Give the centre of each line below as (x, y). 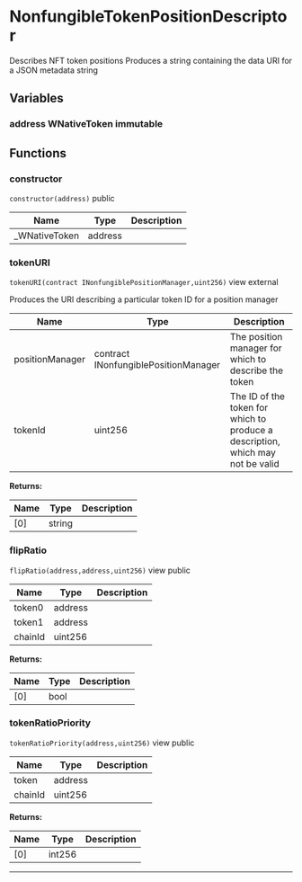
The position (256, 337)
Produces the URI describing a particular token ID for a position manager (144, 299)
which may (253, 453)
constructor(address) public (62, 198)
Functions (38, 153)
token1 (29, 622)
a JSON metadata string (54, 70)
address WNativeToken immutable (86, 124)
